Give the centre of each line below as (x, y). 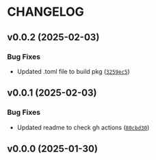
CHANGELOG (45, 12)
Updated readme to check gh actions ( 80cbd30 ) (83, 127)
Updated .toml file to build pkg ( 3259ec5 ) (73, 71)
